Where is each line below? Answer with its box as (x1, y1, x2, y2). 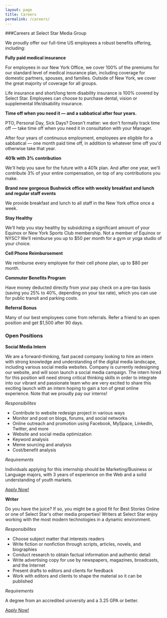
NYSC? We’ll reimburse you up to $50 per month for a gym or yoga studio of (5, 235, 162, 241)
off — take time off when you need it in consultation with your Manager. (5, 125, 153, 131)
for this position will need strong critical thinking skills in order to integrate (5, 375, 157, 381)
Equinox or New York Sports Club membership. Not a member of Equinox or (5, 230, 161, 236)
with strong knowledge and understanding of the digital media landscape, (5, 359, 157, 365)
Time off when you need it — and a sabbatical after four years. (5, 110, 137, 116)
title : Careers (5, 12, 37, 17)
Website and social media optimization (12, 431, 92, 437)
